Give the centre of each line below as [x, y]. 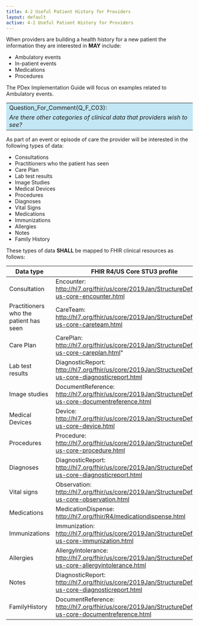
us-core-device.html [85, 426]
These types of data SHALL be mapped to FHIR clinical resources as [90, 251]
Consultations [32, 157]
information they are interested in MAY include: [64, 46]
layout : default [26, 17]
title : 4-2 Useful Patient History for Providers [69, 12]
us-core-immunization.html [94, 541]
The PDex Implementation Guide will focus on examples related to [86, 88]
